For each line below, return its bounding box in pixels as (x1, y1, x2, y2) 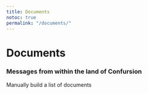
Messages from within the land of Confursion (6, 67, 142, 76)
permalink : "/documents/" (6, 20, 71, 26)
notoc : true (6, 14, 36, 20)
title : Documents (6, 8, 50, 15)
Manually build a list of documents (6, 81, 92, 88)
